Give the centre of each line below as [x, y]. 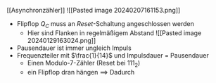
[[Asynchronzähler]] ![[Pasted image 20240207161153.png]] [94, 10]
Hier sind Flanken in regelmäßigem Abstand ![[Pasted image [114, 33]
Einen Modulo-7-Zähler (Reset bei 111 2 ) [84, 64]
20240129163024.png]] [62, 40]
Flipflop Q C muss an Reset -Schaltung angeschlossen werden [106, 25]
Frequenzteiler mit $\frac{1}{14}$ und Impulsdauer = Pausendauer [113, 55]
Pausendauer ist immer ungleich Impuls [74, 48]
